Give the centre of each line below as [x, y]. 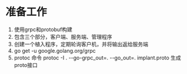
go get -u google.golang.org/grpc [55, 51]
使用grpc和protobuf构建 [43, 29]
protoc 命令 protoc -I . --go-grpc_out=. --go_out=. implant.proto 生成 [98, 58]
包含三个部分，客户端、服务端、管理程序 [63, 36]
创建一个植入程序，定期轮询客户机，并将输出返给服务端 [81, 44]
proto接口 [26, 65]
